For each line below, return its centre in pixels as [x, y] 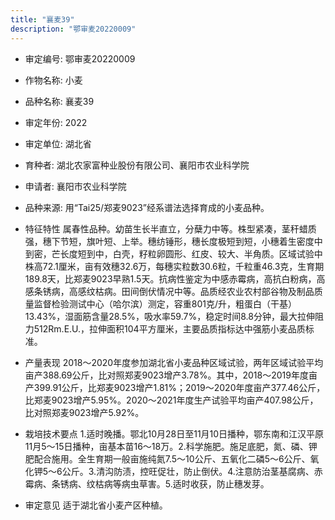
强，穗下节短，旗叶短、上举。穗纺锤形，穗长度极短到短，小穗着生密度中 [173, 241]
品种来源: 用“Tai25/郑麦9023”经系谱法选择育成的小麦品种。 [147, 207]
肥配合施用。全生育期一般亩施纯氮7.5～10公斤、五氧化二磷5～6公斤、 [167, 458]
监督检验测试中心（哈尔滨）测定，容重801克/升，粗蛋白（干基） [165, 303]
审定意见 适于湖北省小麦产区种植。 [96, 505]
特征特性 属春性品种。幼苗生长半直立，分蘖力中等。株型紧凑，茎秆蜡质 [170, 228]
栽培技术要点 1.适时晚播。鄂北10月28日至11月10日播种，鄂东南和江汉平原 [174, 433]
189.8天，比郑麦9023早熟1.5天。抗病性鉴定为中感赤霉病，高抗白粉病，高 [175, 278]
